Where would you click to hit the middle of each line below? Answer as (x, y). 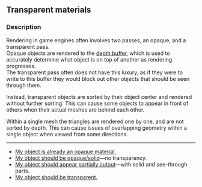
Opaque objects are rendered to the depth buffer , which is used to (88, 53)
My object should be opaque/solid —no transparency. (81, 158)
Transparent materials (49, 10)
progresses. (21, 66)
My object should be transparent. (56, 177)
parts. (22, 171)
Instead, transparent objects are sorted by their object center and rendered (99, 97)
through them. (24, 85)
